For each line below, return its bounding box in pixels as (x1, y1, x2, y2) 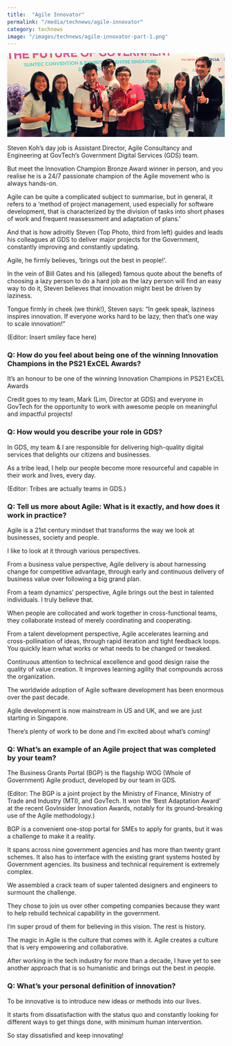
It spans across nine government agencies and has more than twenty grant (7, 846, 221, 854)
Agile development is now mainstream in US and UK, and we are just (7, 706, 202, 714)
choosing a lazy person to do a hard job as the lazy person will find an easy (7, 277, 222, 285)
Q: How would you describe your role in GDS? (7, 427, 163, 437)
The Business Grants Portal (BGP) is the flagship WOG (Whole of (7, 769, 191, 777)
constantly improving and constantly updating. (7, 243, 139, 251)
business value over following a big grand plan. (7, 574, 142, 583)
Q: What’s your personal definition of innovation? (7, 981, 176, 991)
